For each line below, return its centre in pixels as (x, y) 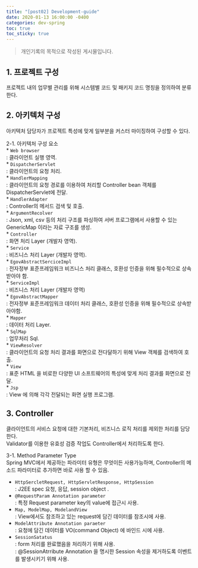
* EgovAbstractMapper (32, 296)
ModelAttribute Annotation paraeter (60, 523)
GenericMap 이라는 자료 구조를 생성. (49, 227)
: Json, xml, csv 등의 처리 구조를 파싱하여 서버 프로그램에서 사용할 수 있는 (92, 219)
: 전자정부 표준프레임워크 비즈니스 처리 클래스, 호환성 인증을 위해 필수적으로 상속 (99, 268)
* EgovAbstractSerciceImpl (39, 261)
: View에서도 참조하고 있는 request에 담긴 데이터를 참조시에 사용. (90, 516)
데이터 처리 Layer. (30, 324)
